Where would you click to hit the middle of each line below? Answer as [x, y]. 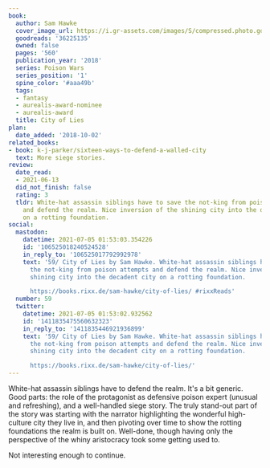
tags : [25, 90]
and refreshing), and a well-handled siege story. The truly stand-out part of [133, 405]
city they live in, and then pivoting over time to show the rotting [138, 423]
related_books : [34, 142]
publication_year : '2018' [59, 61]
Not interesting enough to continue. [67, 455]
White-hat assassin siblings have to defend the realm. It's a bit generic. [126, 389]
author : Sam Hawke [47, 23]
